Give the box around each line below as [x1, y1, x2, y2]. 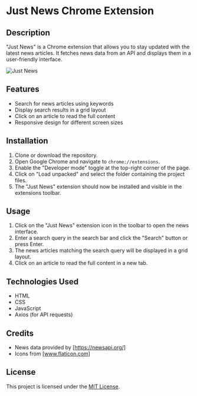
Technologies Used [6, 276, 78, 287]
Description [6, 28, 50, 38]
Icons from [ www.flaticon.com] [14, 350, 90, 358]
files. [14, 176, 27, 184]
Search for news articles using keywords [14, 100, 114, 107]
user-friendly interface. [6, 56, 63, 63]
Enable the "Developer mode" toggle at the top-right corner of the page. [14, 164, 191, 171]
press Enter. [14, 241, 44, 248]
